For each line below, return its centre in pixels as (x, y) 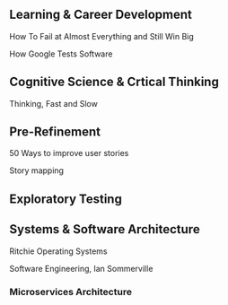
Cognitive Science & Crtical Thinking (114, 82)
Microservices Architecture (71, 292)
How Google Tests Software (61, 54)
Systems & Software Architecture (105, 229)
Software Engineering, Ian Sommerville (81, 268)
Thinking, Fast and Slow (54, 103)
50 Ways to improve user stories (69, 153)
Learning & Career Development (101, 15)
